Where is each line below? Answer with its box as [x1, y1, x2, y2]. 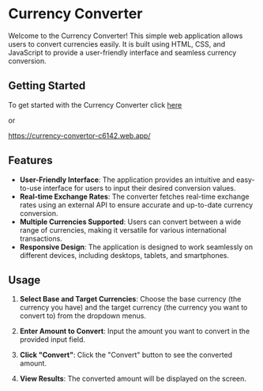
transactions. [19, 233, 63, 243]
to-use [19, 183, 42, 192]
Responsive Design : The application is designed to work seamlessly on [19, 242, 254, 252]
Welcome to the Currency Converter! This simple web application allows [8, 31, 243, 40]
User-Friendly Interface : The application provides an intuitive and [19, 175, 235, 184]
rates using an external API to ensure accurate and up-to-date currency [19, 199, 254, 210]
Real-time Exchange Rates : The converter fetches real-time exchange [19, 192, 250, 201]
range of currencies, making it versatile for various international [19, 225, 227, 234]
